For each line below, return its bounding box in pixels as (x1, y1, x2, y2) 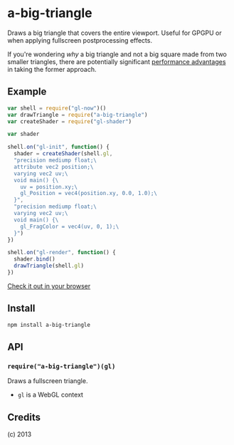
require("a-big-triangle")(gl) (7, 362, 116, 370)
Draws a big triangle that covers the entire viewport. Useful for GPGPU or (7, 28, 222, 37)
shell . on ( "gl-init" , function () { (7, 144, 110, 151)
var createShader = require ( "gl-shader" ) (7, 117, 132, 125)
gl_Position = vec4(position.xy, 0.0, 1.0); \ (20, 190, 158, 197)
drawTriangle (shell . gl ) (14, 262, 84, 270)
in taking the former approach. (7, 65, 97, 73)
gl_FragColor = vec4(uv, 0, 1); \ (20, 223, 119, 230)
